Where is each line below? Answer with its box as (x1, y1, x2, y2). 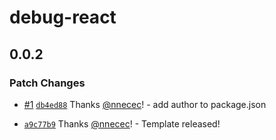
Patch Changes (9, 76, 86, 90)
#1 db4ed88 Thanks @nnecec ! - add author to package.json (23, 98, 267, 110)
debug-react (9, 6, 117, 29)
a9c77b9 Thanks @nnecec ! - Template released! (23, 117, 221, 130)
